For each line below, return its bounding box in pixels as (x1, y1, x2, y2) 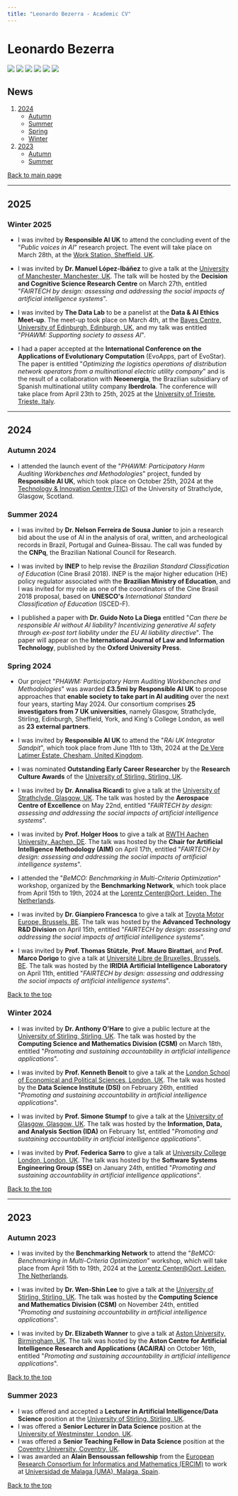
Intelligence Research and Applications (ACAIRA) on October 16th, (17, 1344, 216, 1353)
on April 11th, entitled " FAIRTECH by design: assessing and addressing (17, 969, 225, 978)
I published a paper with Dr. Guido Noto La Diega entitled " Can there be (17, 614, 228, 622)
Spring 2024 (7, 660, 52, 670)
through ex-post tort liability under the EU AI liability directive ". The (17, 629, 214, 637)
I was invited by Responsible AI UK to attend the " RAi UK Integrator (17, 736, 215, 745)
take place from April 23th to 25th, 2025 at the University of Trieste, (17, 390, 216, 398)
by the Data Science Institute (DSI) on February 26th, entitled (17, 1083, 198, 1091)
